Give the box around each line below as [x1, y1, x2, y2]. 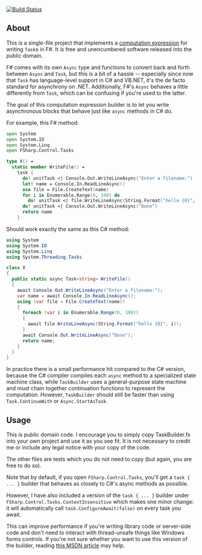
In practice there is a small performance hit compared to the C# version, [6, 366, 186, 373]
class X [6, 265, 26, 271]
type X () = [6, 159, 34, 165]
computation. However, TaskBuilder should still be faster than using [6, 391, 174, 398]
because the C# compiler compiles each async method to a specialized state [6, 372, 197, 379]
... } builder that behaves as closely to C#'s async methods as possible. [6, 480, 189, 487]
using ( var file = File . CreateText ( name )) [17, 299, 125, 305]
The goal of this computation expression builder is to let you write [6, 101, 169, 108]
